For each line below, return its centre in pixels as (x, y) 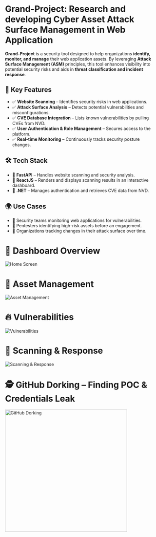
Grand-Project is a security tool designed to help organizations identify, (78, 54)
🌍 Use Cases (26, 206)
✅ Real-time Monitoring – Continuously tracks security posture (76, 139)
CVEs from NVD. (29, 123)
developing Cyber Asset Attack (70, 19)
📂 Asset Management (49, 284)
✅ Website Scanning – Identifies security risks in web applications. (80, 102)
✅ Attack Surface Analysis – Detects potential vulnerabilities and (78, 107)
